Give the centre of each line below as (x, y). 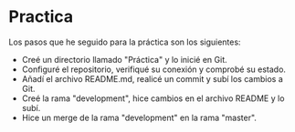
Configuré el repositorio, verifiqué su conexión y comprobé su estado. (154, 69)
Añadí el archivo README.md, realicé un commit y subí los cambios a (153, 78)
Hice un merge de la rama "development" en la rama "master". (139, 117)
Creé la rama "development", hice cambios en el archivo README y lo (153, 98)
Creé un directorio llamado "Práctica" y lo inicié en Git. (124, 59)
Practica (41, 17)
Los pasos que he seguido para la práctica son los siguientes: (125, 42)
